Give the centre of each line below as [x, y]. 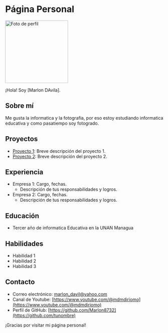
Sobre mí [20, 106]
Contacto [20, 282]
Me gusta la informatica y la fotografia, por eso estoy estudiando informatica [84, 118]
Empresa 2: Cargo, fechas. [40, 195]
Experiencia [24, 172]
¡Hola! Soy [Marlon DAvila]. [33, 90]
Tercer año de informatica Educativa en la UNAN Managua [73, 228]
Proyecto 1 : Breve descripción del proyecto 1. [59, 151]
